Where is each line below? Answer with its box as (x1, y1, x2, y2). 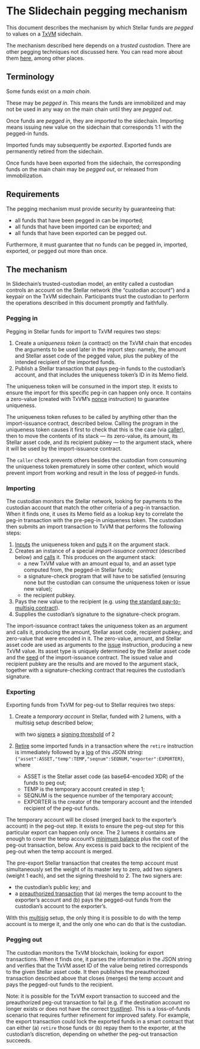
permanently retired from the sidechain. (6, 147, 104, 155)
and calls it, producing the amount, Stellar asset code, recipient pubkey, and (6, 628, 193, 635)
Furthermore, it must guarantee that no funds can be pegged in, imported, (6, 240, 187, 248)
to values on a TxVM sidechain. (6, 30, 83, 37)
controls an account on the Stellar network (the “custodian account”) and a (6, 286, 190, 294)
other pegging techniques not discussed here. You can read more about (6, 48, 183, 55)
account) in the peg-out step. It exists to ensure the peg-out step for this (6, 822, 185, 830)
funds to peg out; (23, 779, 67, 786)
